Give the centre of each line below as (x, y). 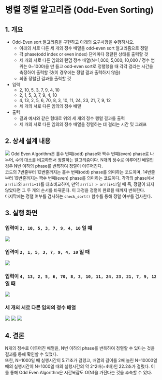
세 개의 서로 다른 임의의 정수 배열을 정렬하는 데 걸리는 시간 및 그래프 (83, 124)
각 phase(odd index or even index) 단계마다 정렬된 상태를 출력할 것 (84, 54)
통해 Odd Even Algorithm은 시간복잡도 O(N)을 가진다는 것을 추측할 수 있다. (81, 373)
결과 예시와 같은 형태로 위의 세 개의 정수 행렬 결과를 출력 (72, 118)
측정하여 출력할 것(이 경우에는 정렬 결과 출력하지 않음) (70, 72)
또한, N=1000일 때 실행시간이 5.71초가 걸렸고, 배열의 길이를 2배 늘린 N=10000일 (81, 361)
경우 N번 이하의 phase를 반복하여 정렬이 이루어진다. (54, 166)
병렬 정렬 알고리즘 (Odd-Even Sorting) (79, 10)
